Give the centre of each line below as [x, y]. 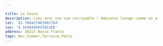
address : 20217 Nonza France [34, 32]
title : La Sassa [21, 14]
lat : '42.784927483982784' [32, 23]
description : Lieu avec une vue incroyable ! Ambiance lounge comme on [79, 18]
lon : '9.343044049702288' [31, 27]
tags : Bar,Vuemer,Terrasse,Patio [39, 36]
